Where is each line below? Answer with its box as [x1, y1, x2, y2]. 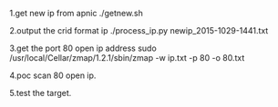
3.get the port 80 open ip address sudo [9, 43, 157, 53]
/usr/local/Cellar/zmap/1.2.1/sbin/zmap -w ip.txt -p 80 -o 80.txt [9, 53, 245, 63]
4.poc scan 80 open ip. [9, 70, 97, 81]
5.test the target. [9, 88, 72, 98]
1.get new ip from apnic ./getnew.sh [9, 8, 144, 18]
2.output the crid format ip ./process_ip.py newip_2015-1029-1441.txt [9, 25, 269, 35]
